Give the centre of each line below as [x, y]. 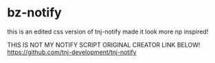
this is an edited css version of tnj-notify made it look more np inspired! [108, 32]
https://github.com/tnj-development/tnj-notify [72, 52]
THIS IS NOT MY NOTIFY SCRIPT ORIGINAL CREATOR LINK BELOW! [104, 45]
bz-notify [34, 13]
